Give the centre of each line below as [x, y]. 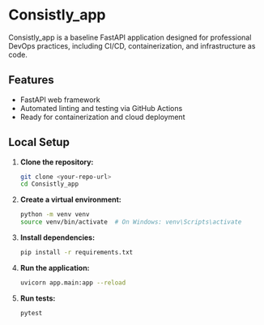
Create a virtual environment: [70, 199]
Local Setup [39, 142]
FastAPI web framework [60, 100]
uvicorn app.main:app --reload [73, 282]
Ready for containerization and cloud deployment [102, 117]
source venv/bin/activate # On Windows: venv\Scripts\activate [131, 222]
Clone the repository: [57, 162]
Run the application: [55, 267]
